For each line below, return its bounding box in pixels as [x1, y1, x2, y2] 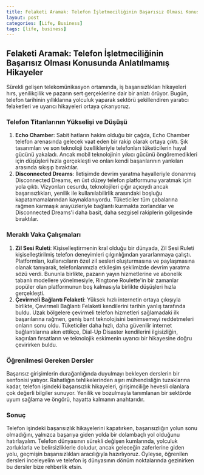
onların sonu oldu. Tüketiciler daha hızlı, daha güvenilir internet [15, 322, 172, 329]
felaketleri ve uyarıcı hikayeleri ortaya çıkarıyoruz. [6, 103, 131, 110]
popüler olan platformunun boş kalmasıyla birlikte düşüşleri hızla [15, 283, 176, 290]
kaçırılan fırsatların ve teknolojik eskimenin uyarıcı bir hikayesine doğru [15, 334, 192, 342]
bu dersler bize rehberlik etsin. [6, 463, 83, 471]
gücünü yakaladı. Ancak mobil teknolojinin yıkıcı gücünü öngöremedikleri [15, 151, 198, 158]
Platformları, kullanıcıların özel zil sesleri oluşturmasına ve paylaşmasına [15, 257, 195, 264]
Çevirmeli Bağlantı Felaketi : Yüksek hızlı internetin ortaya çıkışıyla [15, 295, 181, 303]
